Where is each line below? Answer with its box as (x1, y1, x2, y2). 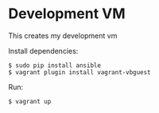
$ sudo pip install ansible (8, 61, 102, 70)
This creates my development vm (8, 31, 118, 40)
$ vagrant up (8, 97, 52, 105)
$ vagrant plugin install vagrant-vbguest (8, 68, 151, 76)
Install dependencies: (8, 46, 79, 55)
